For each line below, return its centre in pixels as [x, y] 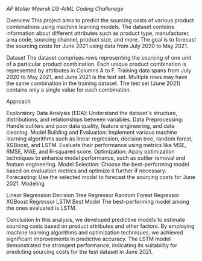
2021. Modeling [25, 184]
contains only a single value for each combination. [69, 90]
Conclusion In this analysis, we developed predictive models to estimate [96, 220]
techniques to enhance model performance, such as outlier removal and [96, 158]
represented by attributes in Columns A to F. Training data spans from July [99, 71]
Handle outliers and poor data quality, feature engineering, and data [90, 126]
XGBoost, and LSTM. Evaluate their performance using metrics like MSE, [96, 145]
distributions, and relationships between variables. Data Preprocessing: [95, 119]
